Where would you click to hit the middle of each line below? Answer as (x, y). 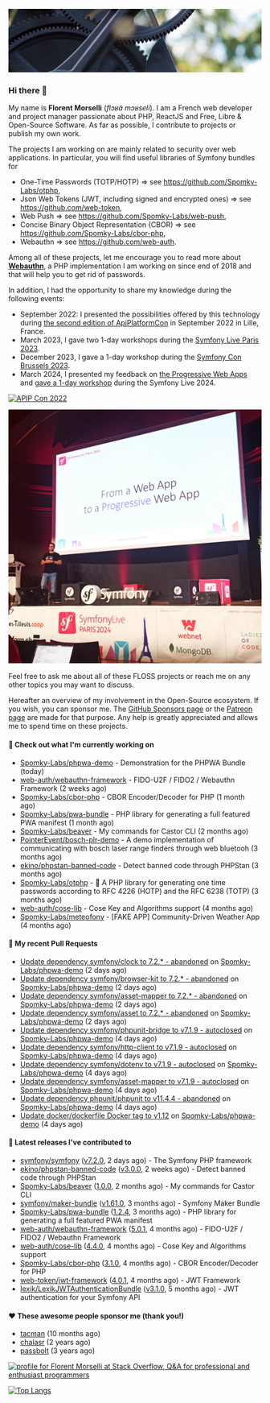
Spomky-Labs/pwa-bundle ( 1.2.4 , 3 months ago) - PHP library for (128, 1211)
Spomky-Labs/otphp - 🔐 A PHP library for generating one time (123, 882)
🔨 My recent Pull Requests (53, 944)
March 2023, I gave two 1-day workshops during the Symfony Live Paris (139, 340)
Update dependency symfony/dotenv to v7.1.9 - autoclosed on (123, 1064)
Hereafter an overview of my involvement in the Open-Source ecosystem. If (134, 701)
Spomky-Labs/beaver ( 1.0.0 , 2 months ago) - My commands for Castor (137, 1186)
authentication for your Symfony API (80, 1297)
